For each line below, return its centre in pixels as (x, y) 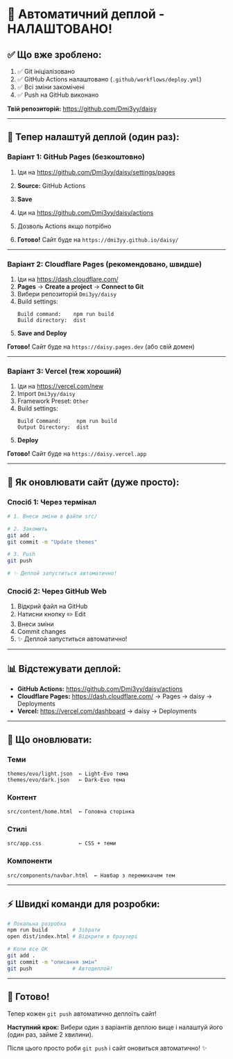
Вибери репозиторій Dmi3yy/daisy (67, 294)
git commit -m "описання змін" (52, 962)
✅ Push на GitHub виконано (58, 95)
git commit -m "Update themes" (52, 542)
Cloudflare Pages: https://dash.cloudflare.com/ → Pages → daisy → (115, 696)
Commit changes (42, 632)
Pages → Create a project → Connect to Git (80, 286)
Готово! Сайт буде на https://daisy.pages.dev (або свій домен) (101, 347)
